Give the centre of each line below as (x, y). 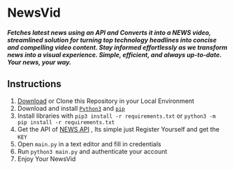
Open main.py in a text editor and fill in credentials (89, 144)
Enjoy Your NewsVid (46, 159)
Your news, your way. (39, 62)
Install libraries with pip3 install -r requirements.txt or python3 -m (117, 116)
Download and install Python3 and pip (71, 108)
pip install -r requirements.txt (66, 122)
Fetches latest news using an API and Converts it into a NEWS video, (109, 32)
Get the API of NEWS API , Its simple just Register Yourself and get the (118, 129)
